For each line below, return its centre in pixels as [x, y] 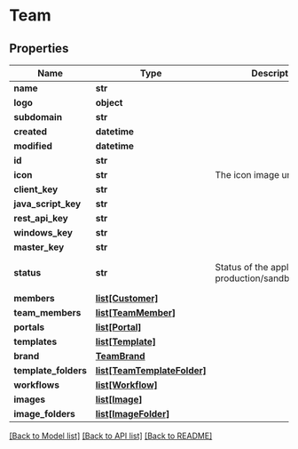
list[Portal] [118, 327]
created [30, 132]
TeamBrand [120, 356]
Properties [39, 48]
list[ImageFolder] [133, 414]
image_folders [44, 414]
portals [29, 327]
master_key [39, 247]
